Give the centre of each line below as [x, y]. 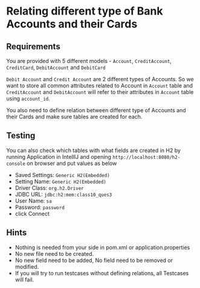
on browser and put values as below [72, 163]
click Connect [32, 213]
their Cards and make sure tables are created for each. [74, 117]
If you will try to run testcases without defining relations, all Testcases [102, 273]
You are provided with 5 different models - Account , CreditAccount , [89, 61]
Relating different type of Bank [85, 11]
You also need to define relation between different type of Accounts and [96, 110]
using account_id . [28, 99]
